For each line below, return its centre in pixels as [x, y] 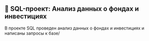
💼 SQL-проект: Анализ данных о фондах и [72, 9]
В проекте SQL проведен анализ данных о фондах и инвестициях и [74, 28]
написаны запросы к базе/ [32, 33]
